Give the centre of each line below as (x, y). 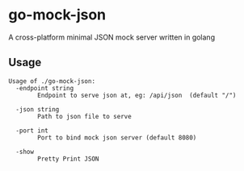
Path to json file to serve (84, 116)
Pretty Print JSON (68, 159)
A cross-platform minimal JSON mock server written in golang (112, 37)
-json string (38, 109)
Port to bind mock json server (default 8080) (117, 138)
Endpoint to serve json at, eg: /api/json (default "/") (137, 95)
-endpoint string (45, 88)
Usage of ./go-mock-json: (52, 81)
